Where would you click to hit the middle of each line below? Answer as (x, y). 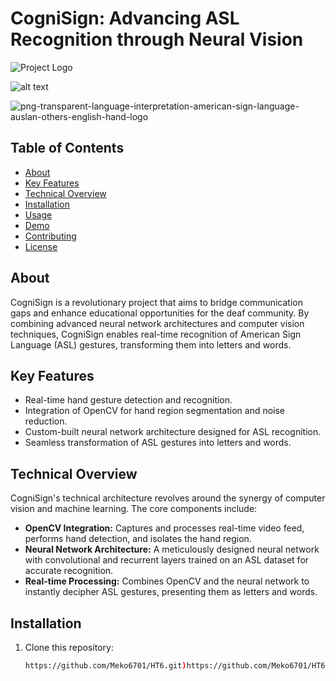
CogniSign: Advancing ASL (125, 18)
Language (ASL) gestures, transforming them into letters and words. (151, 344)
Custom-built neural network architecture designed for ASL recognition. (173, 432)
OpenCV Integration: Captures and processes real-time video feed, (164, 528)
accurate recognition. (69, 571)
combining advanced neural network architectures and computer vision (157, 323)
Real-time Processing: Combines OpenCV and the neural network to (167, 581)
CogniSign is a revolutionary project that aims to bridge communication (156, 302)
